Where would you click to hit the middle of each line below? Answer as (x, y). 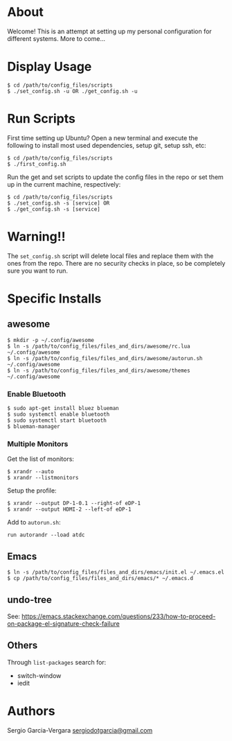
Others (23, 646)
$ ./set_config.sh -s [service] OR (59, 203)
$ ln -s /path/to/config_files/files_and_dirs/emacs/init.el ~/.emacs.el (116, 572)
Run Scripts (42, 119)
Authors (31, 711)
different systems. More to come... (56, 38)
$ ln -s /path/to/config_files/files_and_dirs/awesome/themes (99, 370)
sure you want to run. (37, 271)
